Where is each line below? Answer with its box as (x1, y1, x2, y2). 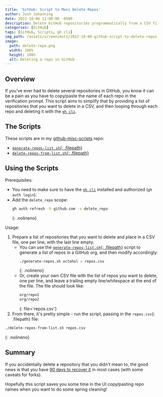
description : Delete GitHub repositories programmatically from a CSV (5, 20, 151, 26)
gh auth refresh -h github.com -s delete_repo (12, 206, 108, 211)
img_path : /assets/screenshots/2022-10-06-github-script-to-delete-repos (5, 35, 158, 39)
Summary (5, 348, 35, 357)
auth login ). (12, 192, 37, 198)
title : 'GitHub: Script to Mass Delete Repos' (5, 7, 101, 12)
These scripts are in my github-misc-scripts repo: (5, 135, 104, 141)
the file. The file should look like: (19, 283, 84, 289)
